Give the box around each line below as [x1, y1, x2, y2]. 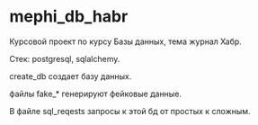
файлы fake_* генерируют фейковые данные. [9, 88, 182, 99]
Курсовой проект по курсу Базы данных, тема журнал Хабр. [9, 36, 243, 47]
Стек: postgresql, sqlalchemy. [9, 53, 120, 64]
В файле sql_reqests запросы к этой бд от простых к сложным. [9, 105, 251, 116]
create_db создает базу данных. [9, 70, 132, 82]
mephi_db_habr [9, 6, 129, 27]
